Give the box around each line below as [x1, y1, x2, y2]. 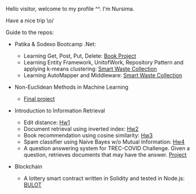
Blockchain [14, 163, 43, 170]
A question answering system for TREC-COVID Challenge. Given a [23, 145, 190, 151]
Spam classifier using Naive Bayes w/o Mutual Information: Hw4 [23, 138, 185, 145]
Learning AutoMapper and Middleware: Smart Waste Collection [23, 72, 183, 78]
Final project [23, 95, 55, 102]
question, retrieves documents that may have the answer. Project [23, 151, 187, 158]
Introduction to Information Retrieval [14, 107, 105, 114]
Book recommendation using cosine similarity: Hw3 [23, 132, 153, 139]
